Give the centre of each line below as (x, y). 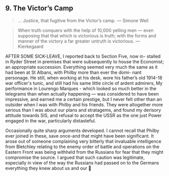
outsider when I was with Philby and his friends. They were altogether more (84, 104)
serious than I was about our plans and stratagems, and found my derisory (83, 110)
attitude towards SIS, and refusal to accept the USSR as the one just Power (83, 115)
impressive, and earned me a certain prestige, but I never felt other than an (84, 99)
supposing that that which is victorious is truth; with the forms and (87, 35)
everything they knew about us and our (46, 168)
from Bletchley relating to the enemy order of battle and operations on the (82, 147)
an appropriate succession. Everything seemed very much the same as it (81, 67)
